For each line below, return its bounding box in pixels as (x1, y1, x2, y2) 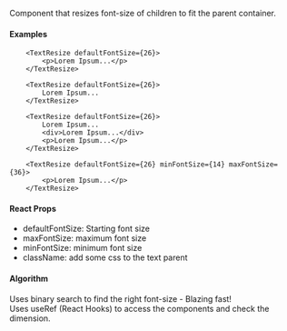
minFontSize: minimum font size (22, 243, 143, 254)
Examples (9, 28, 48, 39)
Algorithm (9, 273, 48, 284)
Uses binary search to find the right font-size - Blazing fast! (9, 293, 232, 304)
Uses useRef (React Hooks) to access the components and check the (9, 303, 270, 314)
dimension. (9, 313, 52, 324)
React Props (9, 203, 56, 214)
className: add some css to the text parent (22, 252, 188, 263)
